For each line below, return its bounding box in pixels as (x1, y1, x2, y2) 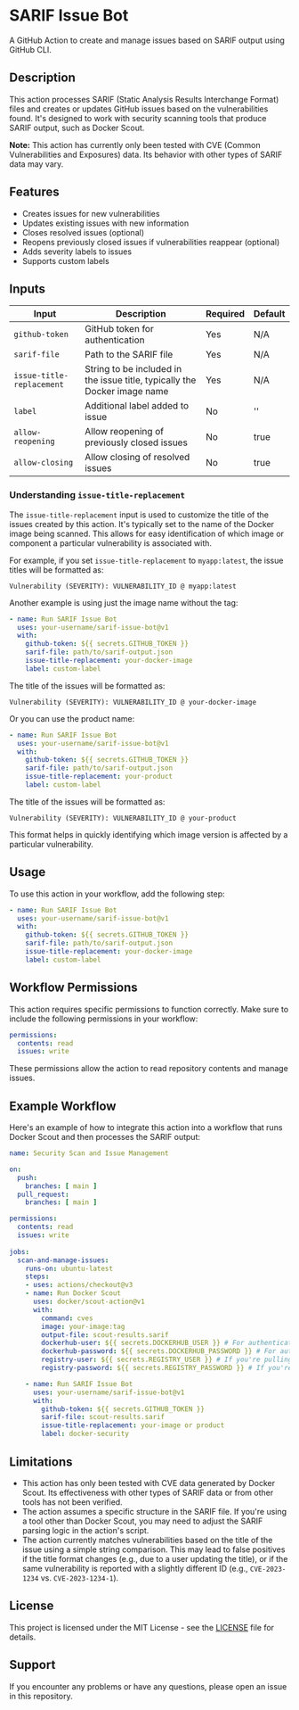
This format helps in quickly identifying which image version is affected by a (9, 829, 288, 839)
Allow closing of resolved (84, 451, 190, 464)
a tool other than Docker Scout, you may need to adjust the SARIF (21, 1516, 263, 1526)
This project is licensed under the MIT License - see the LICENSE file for (9, 1622, 274, 1632)
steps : (25, 1272, 50, 1281)
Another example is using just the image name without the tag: (9, 597, 238, 607)
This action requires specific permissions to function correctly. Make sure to (9, 1004, 289, 1014)
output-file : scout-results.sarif (41, 1330, 169, 1339)
